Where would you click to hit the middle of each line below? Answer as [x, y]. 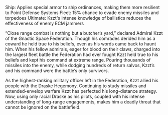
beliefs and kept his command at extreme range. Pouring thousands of [78, 60]
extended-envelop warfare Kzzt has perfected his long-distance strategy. [81, 91]
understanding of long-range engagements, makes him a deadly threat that [83, 102]
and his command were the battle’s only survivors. [57, 71]
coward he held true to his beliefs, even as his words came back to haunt [81, 44]
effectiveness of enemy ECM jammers [45, 23]
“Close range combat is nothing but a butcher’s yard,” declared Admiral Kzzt [84, 33]
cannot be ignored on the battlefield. [43, 107]
